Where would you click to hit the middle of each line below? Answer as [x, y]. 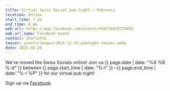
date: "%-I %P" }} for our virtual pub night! [50, 73]
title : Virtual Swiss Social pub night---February [60, 10]
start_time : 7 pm [24, 19]
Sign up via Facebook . [29, 83]
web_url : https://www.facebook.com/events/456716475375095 [69, 29]
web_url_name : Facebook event [38, 34]
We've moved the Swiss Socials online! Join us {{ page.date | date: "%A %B [85, 62]
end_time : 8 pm [21, 24]
